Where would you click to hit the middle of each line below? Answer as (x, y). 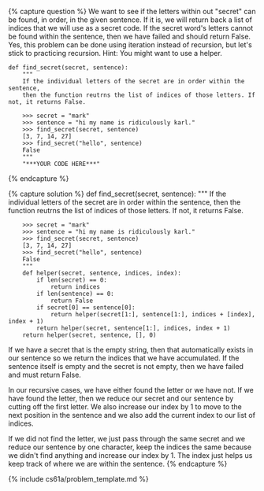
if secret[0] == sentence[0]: (86, 308)
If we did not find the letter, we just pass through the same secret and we (127, 439)
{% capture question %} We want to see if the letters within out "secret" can (132, 11)
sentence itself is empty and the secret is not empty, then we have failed (126, 366)
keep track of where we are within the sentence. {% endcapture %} (118, 464)
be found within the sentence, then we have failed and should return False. (129, 36)
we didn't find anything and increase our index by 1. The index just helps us (130, 455)
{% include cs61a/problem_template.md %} (78, 479)
